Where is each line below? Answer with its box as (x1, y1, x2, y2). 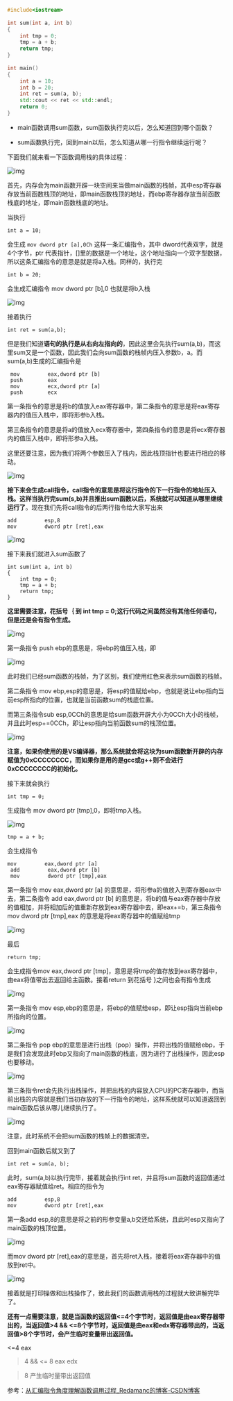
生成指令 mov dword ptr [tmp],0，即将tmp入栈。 (7, 806, 146, 814)
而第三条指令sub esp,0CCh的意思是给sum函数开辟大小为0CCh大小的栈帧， (7, 710, 223, 718)
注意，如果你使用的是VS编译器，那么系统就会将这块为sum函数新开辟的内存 (7, 747, 223, 755)
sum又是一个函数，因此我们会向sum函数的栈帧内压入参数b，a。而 (12, 348, 203, 356)
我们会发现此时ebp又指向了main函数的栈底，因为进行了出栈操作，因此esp (12, 1049, 225, 1057)
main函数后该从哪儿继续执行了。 (7, 1103, 101, 1111)
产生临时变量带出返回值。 (63, 1329, 137, 1338)
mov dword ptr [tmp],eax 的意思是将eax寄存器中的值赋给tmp (7, 911, 180, 920)
